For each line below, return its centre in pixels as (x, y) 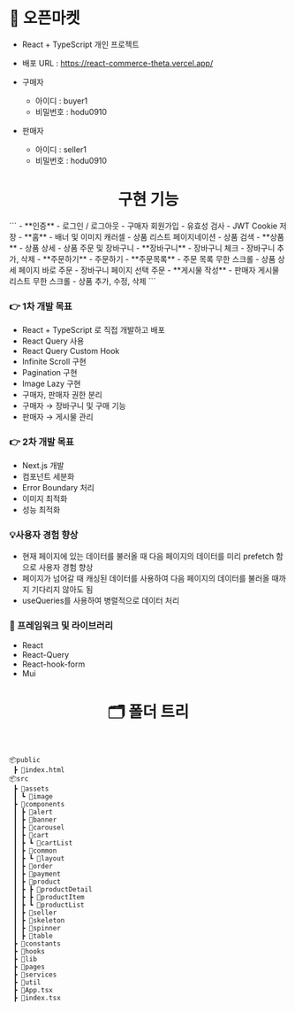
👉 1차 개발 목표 (41, 306)
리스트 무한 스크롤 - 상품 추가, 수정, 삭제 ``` (83, 281)
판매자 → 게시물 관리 (58, 417)
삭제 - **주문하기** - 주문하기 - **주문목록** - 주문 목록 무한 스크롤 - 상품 (148, 259)
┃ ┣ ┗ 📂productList (49, 905)
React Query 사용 (53, 341)
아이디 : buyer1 (61, 100)
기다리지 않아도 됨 (62, 589)
